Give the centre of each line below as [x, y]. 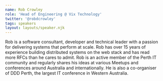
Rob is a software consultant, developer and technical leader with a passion [82, 42]
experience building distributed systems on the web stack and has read [77, 53]
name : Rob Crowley [24, 10]
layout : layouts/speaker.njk [35, 28]
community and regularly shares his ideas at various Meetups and [72, 63]
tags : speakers [21, 23]
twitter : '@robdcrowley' [30, 19]
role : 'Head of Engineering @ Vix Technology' [54, 14]
